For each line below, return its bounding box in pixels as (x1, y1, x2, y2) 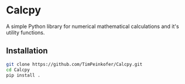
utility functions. (6, 29, 45, 36)
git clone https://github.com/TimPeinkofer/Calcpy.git (6, 61, 143, 67)
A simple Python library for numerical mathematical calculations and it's (6, 23, 180, 30)
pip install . (6, 72, 41, 78)
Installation (6, 46, 48, 56)
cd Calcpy (6, 66, 30, 73)
